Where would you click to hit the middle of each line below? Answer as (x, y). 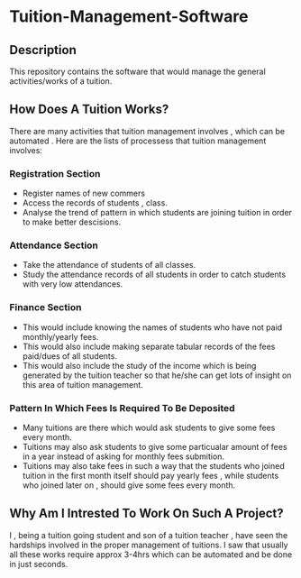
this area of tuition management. (83, 384)
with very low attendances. (73, 284)
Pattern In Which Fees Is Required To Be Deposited (123, 408)
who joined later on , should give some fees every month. (129, 485)
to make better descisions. (72, 222)
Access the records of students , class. (95, 203)
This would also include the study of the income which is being (139, 365)
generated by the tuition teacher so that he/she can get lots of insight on (157, 375)
